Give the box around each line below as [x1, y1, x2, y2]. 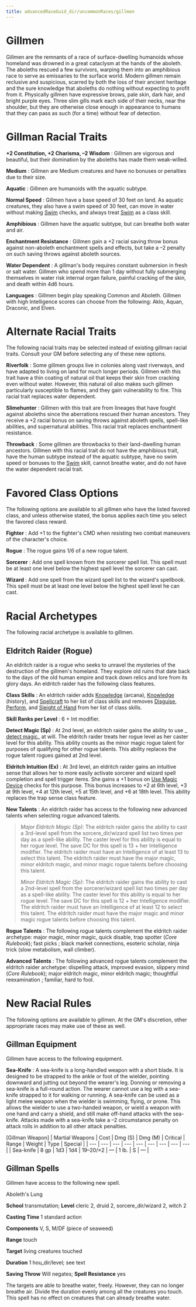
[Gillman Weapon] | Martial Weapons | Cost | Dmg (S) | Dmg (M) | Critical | [6, 1134, 185, 1141]
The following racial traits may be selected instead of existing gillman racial [6, 344, 187, 351]
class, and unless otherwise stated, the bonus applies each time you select [6, 512, 187, 519]
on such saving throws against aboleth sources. [6, 250, 122, 257]
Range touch [6, 1236, 37, 1243]
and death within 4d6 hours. [6, 280, 74, 287]
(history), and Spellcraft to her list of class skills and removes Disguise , [6, 698, 177, 705]
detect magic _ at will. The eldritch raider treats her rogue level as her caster [6, 733, 188, 740]
